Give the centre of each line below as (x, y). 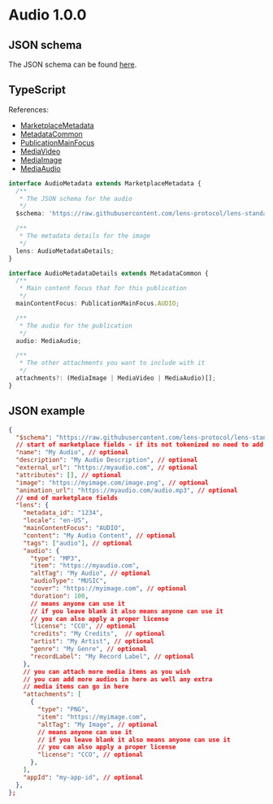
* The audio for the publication (76, 326)
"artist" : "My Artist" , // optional (92, 641)
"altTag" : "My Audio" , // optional (90, 574)
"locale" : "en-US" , (56, 521)
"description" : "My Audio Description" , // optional (107, 460)
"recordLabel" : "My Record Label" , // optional (112, 656)
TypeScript (37, 90)
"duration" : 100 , (59, 596)
